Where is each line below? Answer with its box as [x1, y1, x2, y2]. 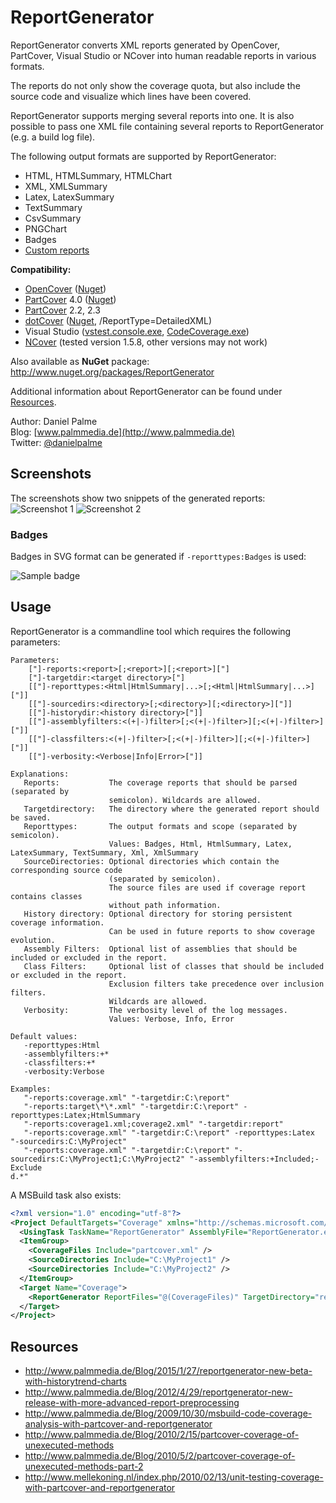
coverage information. [10, 917, 105, 928]
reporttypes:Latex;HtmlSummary [10, 1110, 141, 1120]
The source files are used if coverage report [108, 882, 307, 893]
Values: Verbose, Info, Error [108, 1014, 235, 1024]
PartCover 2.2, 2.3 [24, 304, 101, 316]
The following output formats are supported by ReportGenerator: [10, 150, 277, 162]
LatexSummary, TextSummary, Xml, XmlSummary [10, 847, 199, 858]
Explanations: [10, 769, 70, 779]
